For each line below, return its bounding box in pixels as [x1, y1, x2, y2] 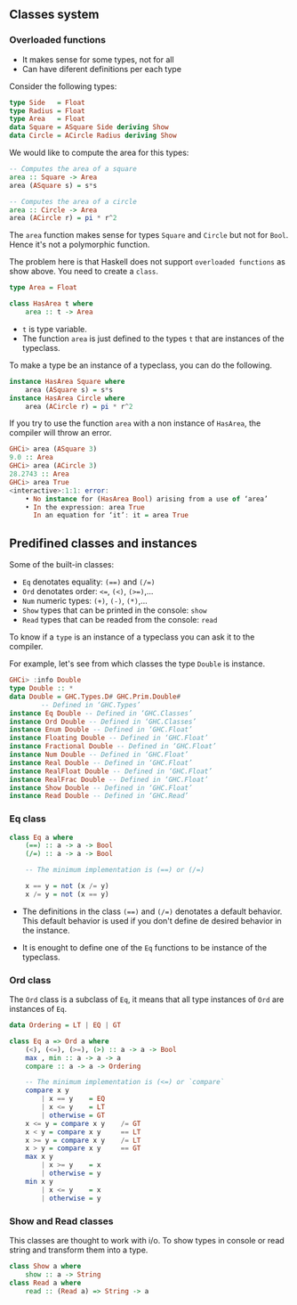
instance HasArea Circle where [9, 394, 125, 403]
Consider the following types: [9, 80, 117, 92]
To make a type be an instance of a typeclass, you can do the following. [9, 360, 273, 371]
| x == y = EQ [41, 1095, 105, 1104]
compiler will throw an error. [9, 428, 112, 438]
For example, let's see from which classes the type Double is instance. [9, 658, 265, 669]
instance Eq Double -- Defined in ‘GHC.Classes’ [9, 708, 193, 718]
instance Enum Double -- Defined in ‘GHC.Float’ [9, 725, 193, 734]
